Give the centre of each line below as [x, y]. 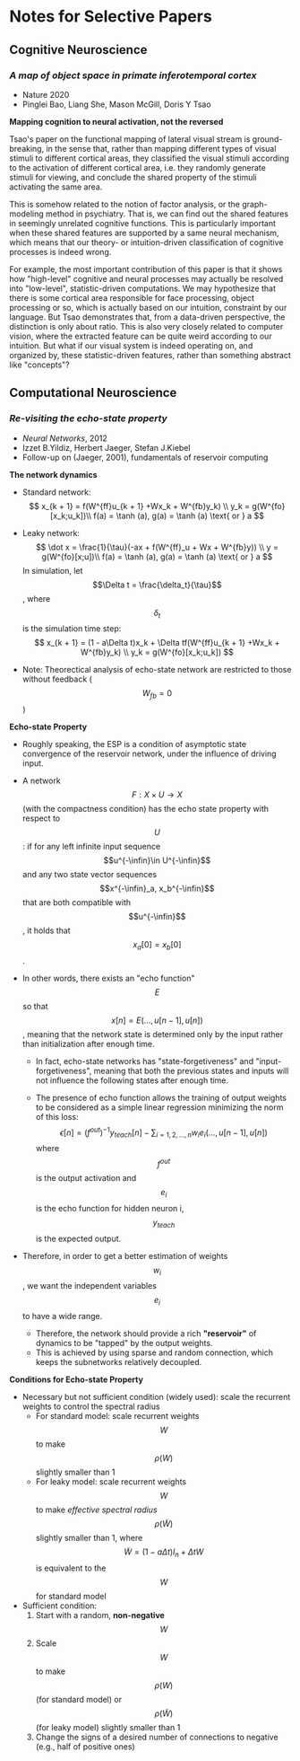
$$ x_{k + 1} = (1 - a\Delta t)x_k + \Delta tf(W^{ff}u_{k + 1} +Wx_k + [157, 643]
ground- [267, 139]
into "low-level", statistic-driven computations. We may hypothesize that [142, 288]
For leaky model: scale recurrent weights [111, 1482]
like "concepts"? [39, 365]
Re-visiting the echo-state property [88, 418]
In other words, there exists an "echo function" [108, 978]
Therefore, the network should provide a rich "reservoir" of [146, 1334]
